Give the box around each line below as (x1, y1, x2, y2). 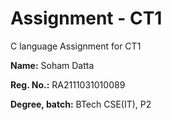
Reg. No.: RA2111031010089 (10, 78, 126, 91)
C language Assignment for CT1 (10, 40, 142, 52)
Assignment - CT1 (10, 7, 163, 30)
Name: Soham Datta (10, 59, 95, 71)
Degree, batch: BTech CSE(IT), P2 (10, 98, 152, 110)
